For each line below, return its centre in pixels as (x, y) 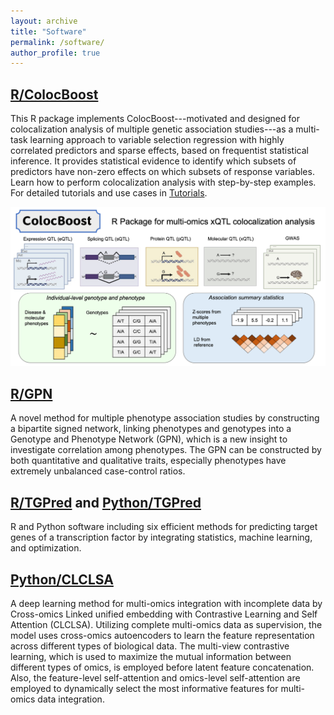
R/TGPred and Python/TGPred (106, 502)
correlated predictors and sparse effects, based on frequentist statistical (159, 151)
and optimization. (46, 548)
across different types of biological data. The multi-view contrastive (150, 646)
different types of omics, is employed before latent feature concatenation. (162, 667)
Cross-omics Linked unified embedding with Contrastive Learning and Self (164, 614)
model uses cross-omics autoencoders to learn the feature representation (162, 635)
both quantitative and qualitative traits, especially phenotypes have (148, 461)
